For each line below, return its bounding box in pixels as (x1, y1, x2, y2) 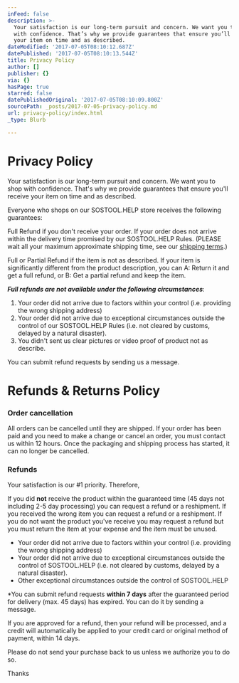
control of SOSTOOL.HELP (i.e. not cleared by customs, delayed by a (17, 561, 220, 570)
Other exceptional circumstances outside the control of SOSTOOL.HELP (17, 576, 229, 585)
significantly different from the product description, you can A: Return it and (7, 263, 230, 272)
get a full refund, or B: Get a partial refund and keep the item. (7, 271, 186, 280)
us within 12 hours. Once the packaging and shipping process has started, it (7, 439, 230, 448)
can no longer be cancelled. (7, 447, 90, 455)
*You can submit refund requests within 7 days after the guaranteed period (7, 590, 229, 598)
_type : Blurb (7, 116, 46, 123)
